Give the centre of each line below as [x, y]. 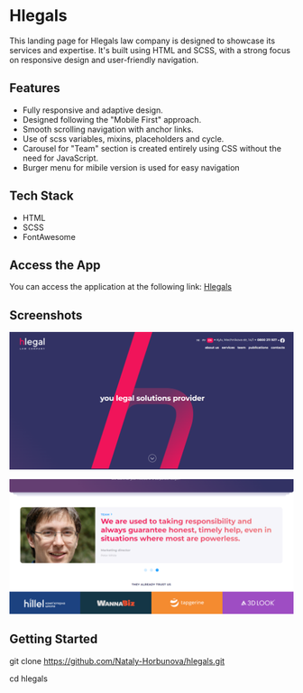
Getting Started [54, 639]
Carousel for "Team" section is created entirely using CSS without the [152, 148]
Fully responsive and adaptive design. [93, 110]
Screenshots [46, 315]
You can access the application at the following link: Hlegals [121, 287]
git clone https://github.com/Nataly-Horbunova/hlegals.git [117, 661]
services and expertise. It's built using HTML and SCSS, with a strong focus [150, 50]
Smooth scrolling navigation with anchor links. [108, 129]
